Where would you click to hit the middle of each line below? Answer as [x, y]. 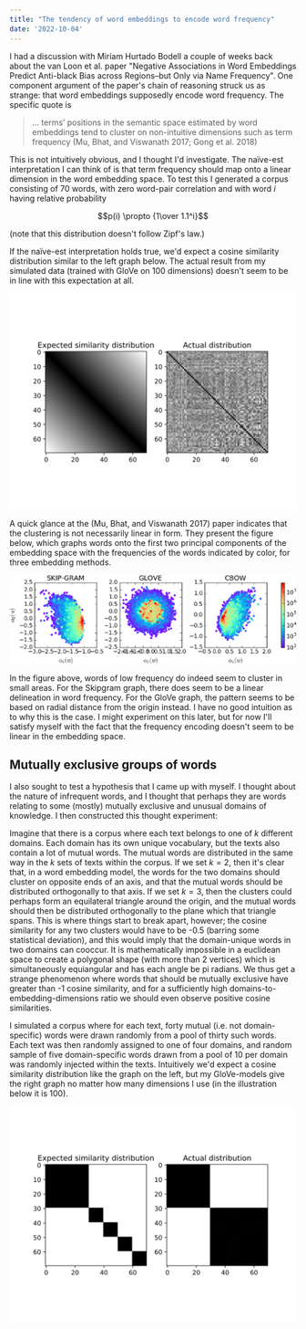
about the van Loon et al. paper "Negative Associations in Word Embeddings [153, 66]
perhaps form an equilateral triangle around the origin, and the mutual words [153, 901]
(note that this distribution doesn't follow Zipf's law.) [107, 234]
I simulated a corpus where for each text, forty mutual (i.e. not [126, 1026]
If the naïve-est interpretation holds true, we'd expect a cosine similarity [144, 251]
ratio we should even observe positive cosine [185, 999]
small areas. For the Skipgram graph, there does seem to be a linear [137, 687]
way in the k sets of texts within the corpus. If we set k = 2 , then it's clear [147, 863]
